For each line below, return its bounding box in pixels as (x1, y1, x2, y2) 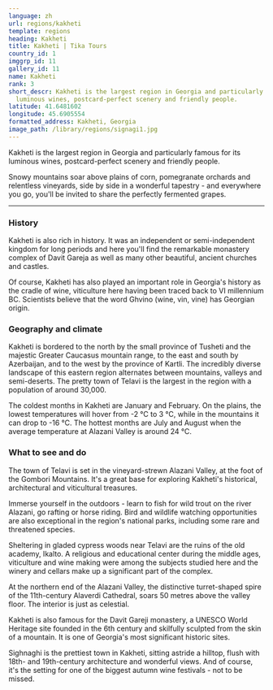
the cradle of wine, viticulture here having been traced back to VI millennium (8, 286, 264, 296)
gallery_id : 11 (8, 65, 60, 73)
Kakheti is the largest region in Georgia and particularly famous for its (8, 147, 241, 157)
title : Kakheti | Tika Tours (8, 42, 107, 50)
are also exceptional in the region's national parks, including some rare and (8, 515, 260, 525)
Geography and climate (8, 323, 103, 334)
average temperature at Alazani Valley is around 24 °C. (8, 427, 193, 436)
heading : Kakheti (8, 34, 67, 43)
